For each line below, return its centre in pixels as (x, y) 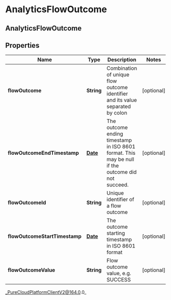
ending (115, 134)
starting (116, 233)
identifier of (120, 200)
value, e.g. (119, 274)
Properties (22, 45)
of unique (118, 75)
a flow (114, 206)
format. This (121, 153)
